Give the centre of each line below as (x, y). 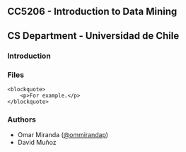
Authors (22, 119)
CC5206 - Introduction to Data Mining (92, 12)
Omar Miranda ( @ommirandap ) (63, 135)
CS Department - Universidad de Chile (93, 36)
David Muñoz (37, 142)
